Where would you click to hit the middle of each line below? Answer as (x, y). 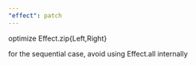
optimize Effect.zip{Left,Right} (58, 38)
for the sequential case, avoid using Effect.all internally (98, 53)
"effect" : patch (35, 16)
